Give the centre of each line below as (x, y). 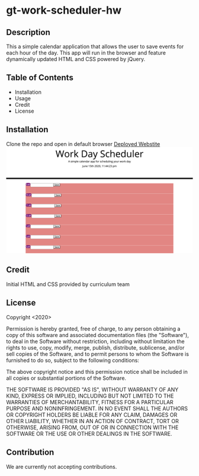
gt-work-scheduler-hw (64, 10)
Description (28, 32)
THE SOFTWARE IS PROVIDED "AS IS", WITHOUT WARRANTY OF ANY (92, 389)
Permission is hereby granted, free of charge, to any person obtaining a (93, 329)
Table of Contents (40, 78)
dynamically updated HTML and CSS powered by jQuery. (76, 59)
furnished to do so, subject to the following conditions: (73, 360)
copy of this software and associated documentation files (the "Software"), (98, 335)
